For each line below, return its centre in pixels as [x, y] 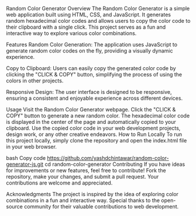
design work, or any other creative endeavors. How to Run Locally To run [94, 134]
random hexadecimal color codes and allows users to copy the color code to [98, 21]
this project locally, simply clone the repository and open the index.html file [97, 140]
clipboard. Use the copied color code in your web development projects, [93, 128]
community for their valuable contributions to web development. [102, 206]
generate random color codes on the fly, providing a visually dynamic [90, 51]
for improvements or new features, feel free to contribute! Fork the [86, 170]
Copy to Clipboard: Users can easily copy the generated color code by [91, 68]
